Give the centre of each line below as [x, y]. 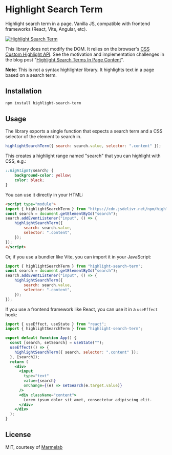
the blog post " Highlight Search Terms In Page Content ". [65, 59]
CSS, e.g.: [16, 161]
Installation [24, 91]
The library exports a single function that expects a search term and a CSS [84, 131]
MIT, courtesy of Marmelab [34, 447]
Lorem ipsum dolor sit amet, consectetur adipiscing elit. [88, 400]
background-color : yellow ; [43, 176]
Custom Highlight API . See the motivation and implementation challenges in [85, 54]
